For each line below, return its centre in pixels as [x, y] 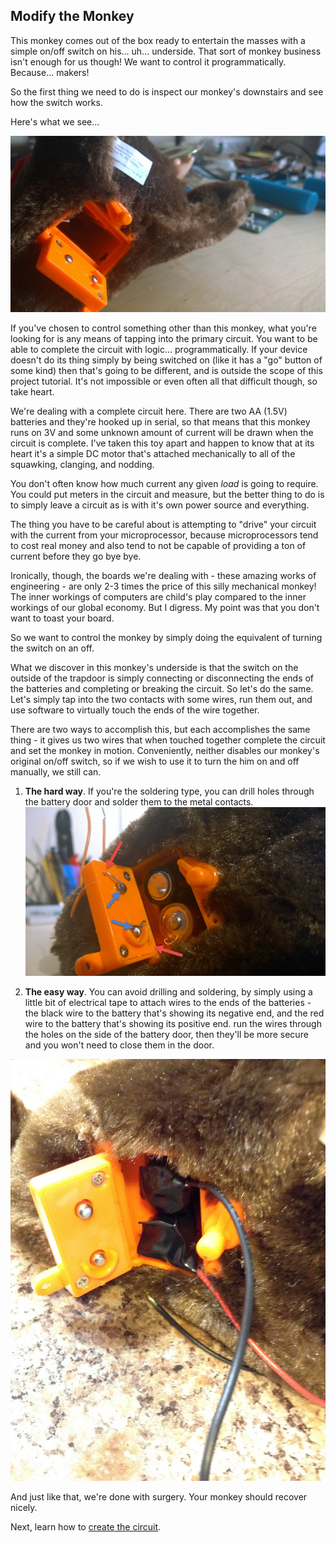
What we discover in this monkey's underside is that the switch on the [154, 668]
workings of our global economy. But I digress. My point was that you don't [165, 608]
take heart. [32, 392]
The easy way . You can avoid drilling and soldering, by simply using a [168, 991]
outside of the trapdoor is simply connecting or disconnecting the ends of [162, 678]
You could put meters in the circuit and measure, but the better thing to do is [167, 495]
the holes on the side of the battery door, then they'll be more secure [166, 1034]
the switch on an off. [52, 648]
